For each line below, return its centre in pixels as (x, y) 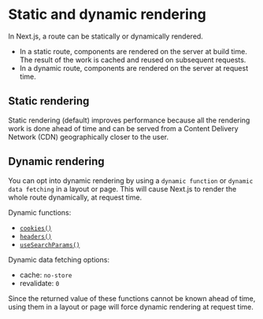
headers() (36, 236)
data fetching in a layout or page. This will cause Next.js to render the (122, 189)
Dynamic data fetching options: (59, 259)
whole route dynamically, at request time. (75, 197)
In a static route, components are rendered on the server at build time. (133, 51)
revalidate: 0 (39, 283)
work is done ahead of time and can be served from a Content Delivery (123, 128)
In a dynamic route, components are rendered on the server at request (134, 68)
